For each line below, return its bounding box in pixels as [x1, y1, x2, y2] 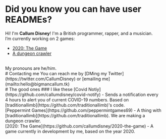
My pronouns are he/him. [5, 65, 57, 71]
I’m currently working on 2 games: [5, 36, 75, 42]
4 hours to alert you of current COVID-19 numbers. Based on [5, 96, 129, 102]
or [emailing [76, 76, 101, 82]
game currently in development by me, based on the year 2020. [5, 128, 135, 134]
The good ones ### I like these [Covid [9, 86, 88, 92]
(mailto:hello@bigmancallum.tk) [5, 81, 70, 87]
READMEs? [5, 14, 52, 25]
